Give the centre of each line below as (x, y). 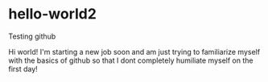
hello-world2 (52, 14)
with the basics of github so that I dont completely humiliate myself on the (131, 60)
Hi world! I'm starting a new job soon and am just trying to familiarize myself (134, 51)
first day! (23, 68)
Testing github (32, 36)
